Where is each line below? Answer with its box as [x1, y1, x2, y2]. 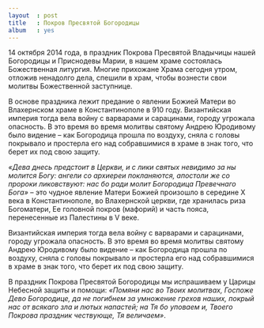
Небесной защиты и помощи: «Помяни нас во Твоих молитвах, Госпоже [8, 285, 255, 295]
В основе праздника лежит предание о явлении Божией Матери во [8, 96, 236, 107]
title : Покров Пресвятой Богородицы [8, 19, 140, 27]
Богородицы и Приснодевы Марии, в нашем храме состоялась [8, 56, 223, 66]
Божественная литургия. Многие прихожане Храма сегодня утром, [8, 65, 238, 74]
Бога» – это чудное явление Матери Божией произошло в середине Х [8, 187, 246, 198]
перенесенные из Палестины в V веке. [8, 213, 140, 222]
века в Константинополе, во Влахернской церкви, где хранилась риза [8, 196, 247, 205]
